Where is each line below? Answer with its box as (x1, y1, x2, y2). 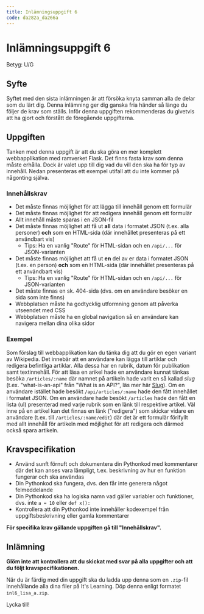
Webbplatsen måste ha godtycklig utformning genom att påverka (15, 300, 178, 308)
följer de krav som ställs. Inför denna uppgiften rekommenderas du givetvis (6, 108, 195, 115)
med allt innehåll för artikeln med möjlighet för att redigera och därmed (6, 420, 184, 427)
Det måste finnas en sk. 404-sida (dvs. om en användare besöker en (15, 287, 188, 295)
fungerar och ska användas (15, 473, 84, 480)
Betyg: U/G (6, 61, 34, 68)
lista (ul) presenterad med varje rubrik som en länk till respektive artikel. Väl (6, 401, 195, 408)
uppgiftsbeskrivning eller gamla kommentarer (15, 512, 130, 519)
